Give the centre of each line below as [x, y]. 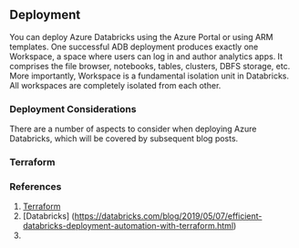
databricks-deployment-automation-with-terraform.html [128, 226]
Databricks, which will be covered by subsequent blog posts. [124, 139]
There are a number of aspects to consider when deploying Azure [133, 129]
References [36, 186]
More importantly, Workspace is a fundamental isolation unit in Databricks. [149, 76]
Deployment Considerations [73, 108]
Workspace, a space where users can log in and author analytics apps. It [146, 56]
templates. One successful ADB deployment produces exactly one [134, 46]
